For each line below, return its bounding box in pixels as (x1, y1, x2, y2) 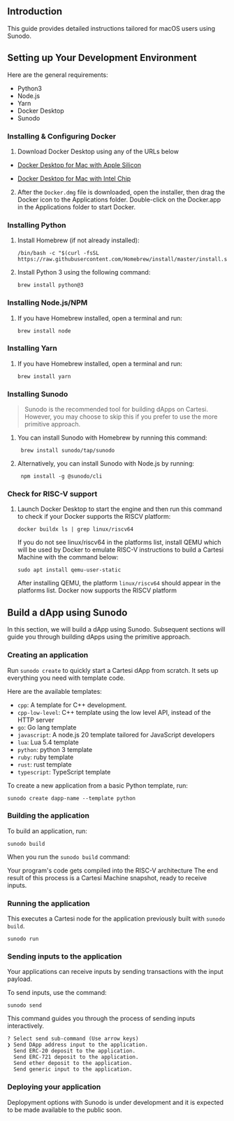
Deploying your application (7, 1082, 101, 1092)
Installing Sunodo (7, 389, 68, 398)
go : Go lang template (17, 723, 77, 731)
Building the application (7, 811, 89, 821)
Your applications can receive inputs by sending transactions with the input (7, 968, 224, 976)
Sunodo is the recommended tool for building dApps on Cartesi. (24, 405, 208, 414)
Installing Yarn (7, 343, 57, 353)
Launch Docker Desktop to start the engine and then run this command (17, 505, 222, 513)
